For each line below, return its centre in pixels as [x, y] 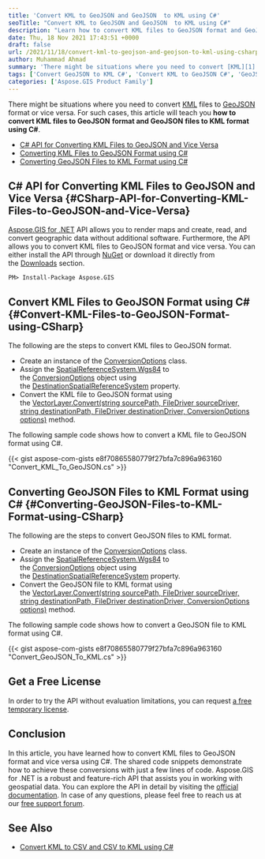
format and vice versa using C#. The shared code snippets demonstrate [125, 761]
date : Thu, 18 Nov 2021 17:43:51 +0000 [74, 38]
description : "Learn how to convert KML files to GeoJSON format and [125, 30]
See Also [30, 828]
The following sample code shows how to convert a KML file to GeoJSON [127, 435]
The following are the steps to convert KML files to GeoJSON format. [120, 346]
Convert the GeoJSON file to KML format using [96, 584]
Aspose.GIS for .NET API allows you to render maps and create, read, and [127, 230]
